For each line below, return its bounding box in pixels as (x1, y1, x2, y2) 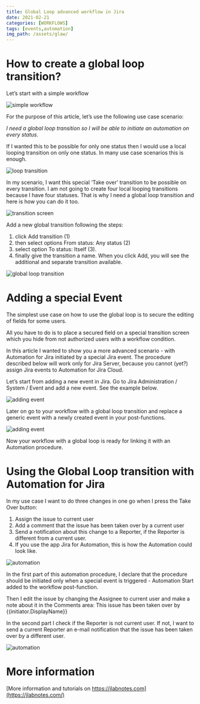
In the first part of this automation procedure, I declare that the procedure (6, 571, 187, 578)
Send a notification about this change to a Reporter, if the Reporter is (14, 528, 185, 535)
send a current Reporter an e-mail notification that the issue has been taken (6, 626, 193, 633)
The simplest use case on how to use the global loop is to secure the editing (6, 311, 194, 318)
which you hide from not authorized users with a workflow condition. (6, 335, 176, 343)
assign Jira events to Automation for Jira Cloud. (6, 366, 124, 373)
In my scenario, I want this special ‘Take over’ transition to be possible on (6, 179, 187, 186)
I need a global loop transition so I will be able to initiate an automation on (6, 124, 190, 132)
